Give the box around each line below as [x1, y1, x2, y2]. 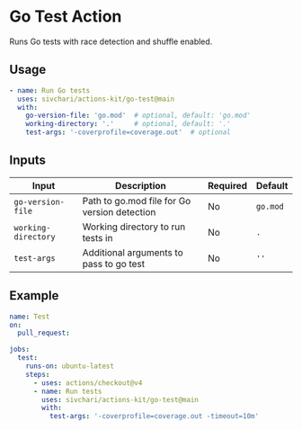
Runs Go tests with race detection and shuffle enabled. [9, 36, 213, 47]
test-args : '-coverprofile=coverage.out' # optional [25, 128, 231, 137]
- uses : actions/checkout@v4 [32, 378, 143, 388]
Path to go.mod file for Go [82, 194, 191, 207]
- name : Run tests [32, 387, 102, 396]
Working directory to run [82, 220, 186, 233]
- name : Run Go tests [9, 85, 91, 95]
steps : [25, 370, 50, 379]
